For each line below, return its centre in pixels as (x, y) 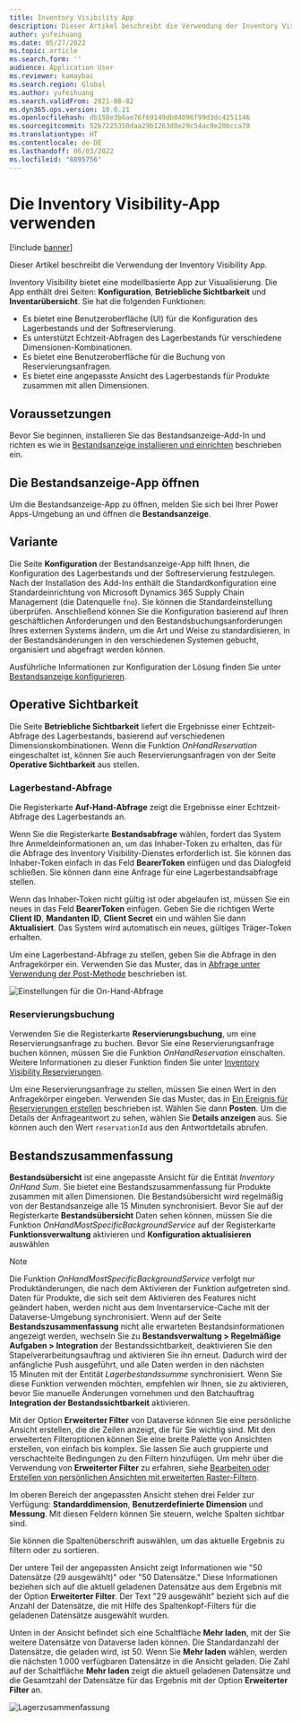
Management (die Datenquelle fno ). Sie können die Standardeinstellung (141, 601)
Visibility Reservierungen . (56, 1072)
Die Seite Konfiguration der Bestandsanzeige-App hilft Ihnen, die (130, 563)
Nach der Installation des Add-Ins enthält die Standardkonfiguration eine (143, 582)
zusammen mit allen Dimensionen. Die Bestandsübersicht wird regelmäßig (146, 1197)
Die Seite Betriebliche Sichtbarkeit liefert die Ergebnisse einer (125, 726)
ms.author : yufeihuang (52, 92)
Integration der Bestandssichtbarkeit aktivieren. (100, 1403)
